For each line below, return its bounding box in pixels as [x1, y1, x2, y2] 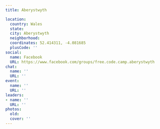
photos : [5, 107, 22, 112]
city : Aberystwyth [10, 31, 50, 36]
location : [5, 16, 27, 22]
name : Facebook [10, 55, 43, 60]
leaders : [5, 92, 24, 97]
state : [10, 26, 24, 31]
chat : [5, 64, 17, 69]
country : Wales [10, 21, 43, 27]
